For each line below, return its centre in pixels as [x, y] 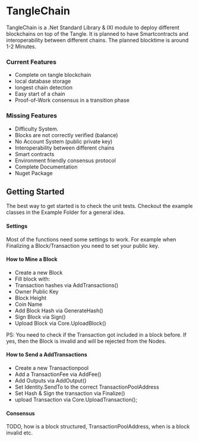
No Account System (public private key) [64, 141]
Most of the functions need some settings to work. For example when [91, 239]
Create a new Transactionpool [52, 368]
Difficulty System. [37, 129]
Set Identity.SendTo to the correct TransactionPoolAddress [87, 387]
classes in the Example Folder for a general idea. [66, 212]
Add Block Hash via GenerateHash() [59, 310]
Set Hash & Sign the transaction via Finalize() [70, 393]
